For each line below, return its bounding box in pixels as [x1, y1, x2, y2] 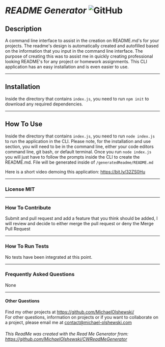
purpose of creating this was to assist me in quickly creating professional [5, 53, 153, 59]
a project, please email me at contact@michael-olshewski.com [5, 319, 132, 325]
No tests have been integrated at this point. [5, 254, 92, 260]
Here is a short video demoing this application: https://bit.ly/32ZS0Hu [5, 169, 146, 174]
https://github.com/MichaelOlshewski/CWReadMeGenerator [5, 336, 128, 342]
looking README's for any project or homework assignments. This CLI [5, 59, 147, 64]
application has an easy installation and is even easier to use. [5, 64, 129, 69]
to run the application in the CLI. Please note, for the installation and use [5, 138, 151, 144]
